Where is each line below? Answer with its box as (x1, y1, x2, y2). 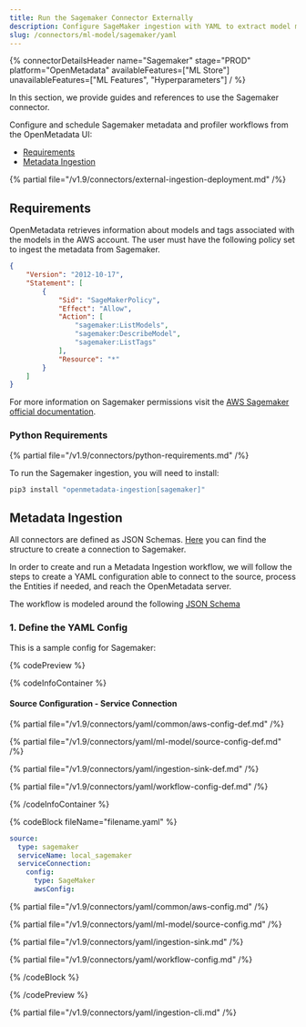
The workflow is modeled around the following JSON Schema (9, 598, 241, 610)
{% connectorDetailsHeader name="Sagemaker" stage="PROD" (9, 56, 251, 66)
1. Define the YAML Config (9, 621, 128, 634)
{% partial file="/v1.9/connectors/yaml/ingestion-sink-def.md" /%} (9, 763, 260, 774)
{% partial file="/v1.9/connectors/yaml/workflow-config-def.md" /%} (9, 780, 269, 792)
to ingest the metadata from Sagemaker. (9, 244, 161, 255)
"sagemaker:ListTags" (74, 338, 157, 347)
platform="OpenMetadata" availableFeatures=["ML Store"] (9, 65, 230, 76)
